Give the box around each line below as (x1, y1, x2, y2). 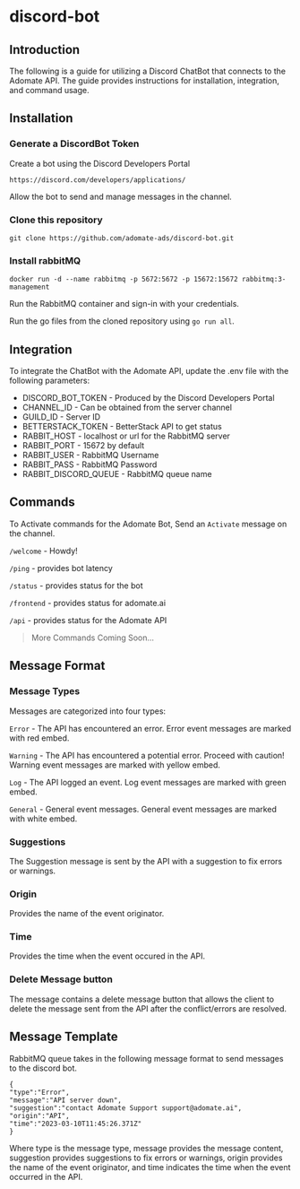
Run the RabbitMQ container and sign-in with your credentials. (9, 299, 240, 309)
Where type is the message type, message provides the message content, (9, 1142, 284, 1153)
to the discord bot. (9, 1063, 78, 1073)
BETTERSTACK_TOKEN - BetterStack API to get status (21, 421, 222, 432)
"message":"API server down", (9, 1096, 123, 1105)
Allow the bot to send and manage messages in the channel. (9, 191, 233, 202)
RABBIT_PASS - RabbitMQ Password (21, 459, 158, 470)
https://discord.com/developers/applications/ (9, 175, 186, 185)
